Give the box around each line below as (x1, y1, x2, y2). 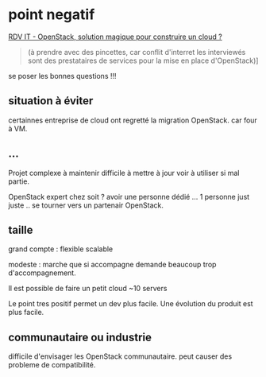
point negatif (8, 6, 95, 24)
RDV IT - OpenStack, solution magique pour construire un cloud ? (8, 32, 222, 41)
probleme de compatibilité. (8, 360, 96, 370)
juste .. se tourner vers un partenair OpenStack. (8, 200, 164, 210)
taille (8, 223, 33, 236)
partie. (8, 177, 30, 186)
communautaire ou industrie (8, 330, 152, 344)
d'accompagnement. (8, 268, 77, 278)
